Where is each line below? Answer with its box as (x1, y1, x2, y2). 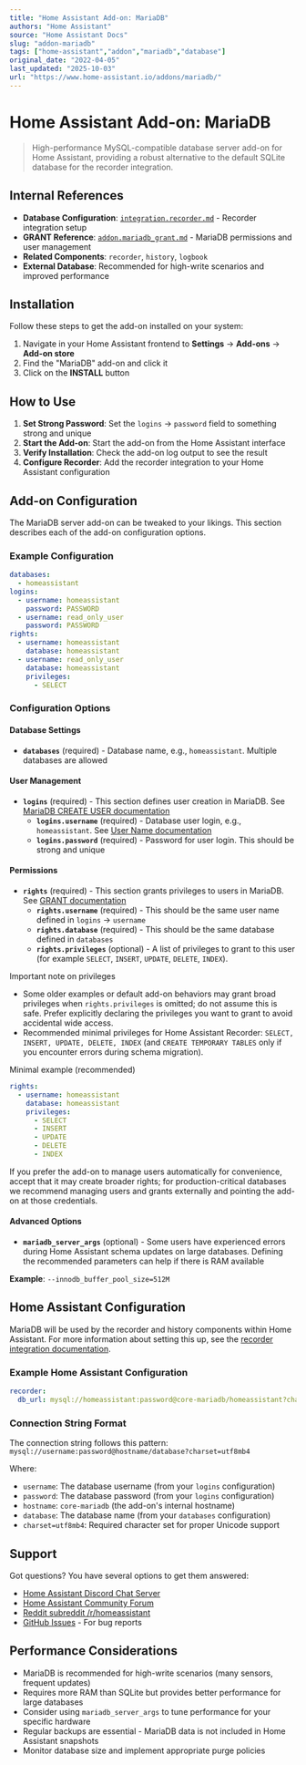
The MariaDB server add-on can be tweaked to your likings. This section (9, 517, 282, 528)
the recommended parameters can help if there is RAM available (22, 1255, 265, 1267)
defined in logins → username (36, 914, 146, 925)
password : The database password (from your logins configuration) (22, 1491, 275, 1502)
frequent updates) (22, 1677, 91, 1688)
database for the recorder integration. (31, 161, 174, 172)
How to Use (9, 394, 76, 409)
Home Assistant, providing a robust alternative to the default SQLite (31, 151, 285, 162)
